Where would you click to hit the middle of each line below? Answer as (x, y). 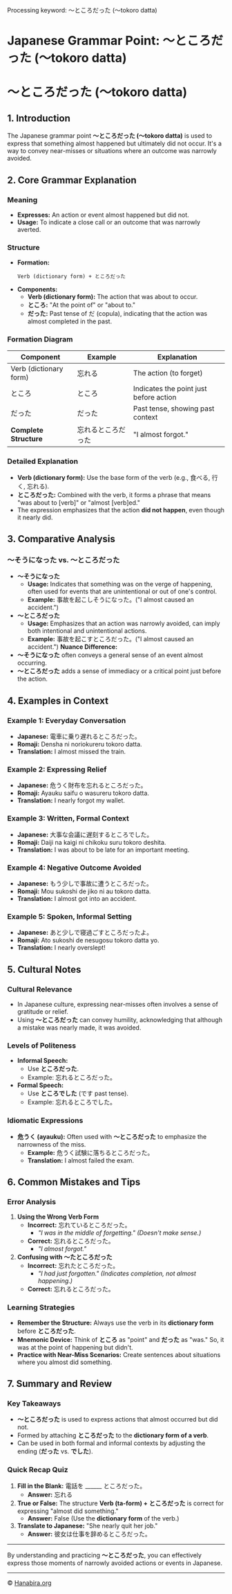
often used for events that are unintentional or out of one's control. (122, 591)
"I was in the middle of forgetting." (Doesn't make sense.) (119, 1233)
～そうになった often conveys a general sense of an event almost (110, 655)
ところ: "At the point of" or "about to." (81, 305)
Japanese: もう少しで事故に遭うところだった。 (85, 884)
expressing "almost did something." (68, 1511)
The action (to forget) (168, 373)
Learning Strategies (41, 1307)
